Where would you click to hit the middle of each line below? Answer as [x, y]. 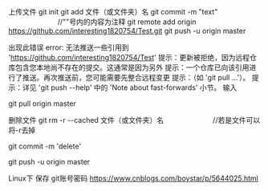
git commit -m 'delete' [45, 146]
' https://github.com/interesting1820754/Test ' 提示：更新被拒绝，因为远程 [129, 57]
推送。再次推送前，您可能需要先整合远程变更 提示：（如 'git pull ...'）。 [136, 77]
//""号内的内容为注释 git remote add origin [127, 22]
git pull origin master [42, 104]
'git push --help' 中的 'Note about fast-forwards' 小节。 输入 [138, 87]
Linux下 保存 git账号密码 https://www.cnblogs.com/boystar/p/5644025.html [133, 178]
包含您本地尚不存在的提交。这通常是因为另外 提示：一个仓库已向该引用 [132, 67]
